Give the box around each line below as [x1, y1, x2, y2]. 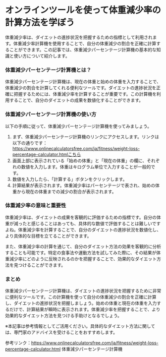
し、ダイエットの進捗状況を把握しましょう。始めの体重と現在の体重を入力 [5, 300, 157, 306]
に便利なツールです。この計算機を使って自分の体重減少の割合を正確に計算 [5, 294, 157, 300]
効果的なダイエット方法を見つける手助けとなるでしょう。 [5, 313, 122, 319]
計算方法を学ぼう [5, 17, 75, 28]
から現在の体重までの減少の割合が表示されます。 [16, 188, 116, 194]
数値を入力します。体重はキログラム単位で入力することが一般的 [21, 164, 151, 170]
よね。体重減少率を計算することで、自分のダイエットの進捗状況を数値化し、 [5, 227, 161, 233]
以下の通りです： [12, 140, 48, 146]
